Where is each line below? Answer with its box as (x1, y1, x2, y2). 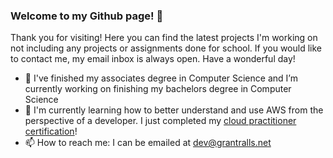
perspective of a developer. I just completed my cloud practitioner (24, 115, 297, 127)
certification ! (24, 125, 78, 138)
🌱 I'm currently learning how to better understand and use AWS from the (24, 104, 324, 116)
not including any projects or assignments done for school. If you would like (10, 42, 322, 54)
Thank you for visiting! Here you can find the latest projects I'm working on (10, 32, 318, 44)
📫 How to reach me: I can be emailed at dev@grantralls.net (24, 137, 272, 149)
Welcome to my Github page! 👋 (10, 9, 164, 23)
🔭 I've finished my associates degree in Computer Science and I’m (24, 72, 298, 84)
